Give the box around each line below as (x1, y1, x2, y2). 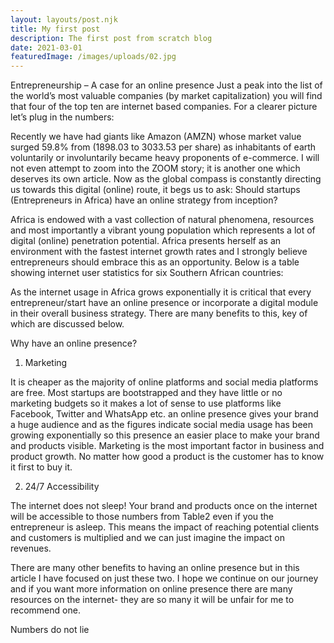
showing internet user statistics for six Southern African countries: (10, 267, 284, 279)
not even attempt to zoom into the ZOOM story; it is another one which (10, 162, 301, 175)
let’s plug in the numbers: (10, 111, 115, 123)
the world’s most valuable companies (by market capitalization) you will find (10, 90, 323, 102)
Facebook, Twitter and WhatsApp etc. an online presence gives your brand (10, 408, 319, 420)
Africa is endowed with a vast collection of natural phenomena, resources (10, 214, 315, 226)
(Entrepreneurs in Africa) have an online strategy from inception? (10, 194, 278, 206)
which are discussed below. (10, 318, 125, 330)
